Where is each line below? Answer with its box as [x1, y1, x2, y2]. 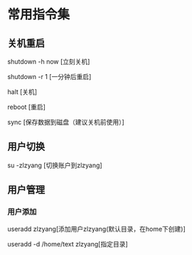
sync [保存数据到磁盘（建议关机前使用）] [7, 118, 124, 126]
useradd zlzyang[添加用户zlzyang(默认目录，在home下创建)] [7, 224, 186, 233]
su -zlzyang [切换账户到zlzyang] [7, 161, 102, 170]
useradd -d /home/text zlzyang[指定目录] [7, 239, 128, 248]
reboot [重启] [7, 103, 46, 111]
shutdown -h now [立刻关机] [7, 58, 90, 66]
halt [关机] [7, 88, 38, 96]
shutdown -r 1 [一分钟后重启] [7, 73, 92, 80]
